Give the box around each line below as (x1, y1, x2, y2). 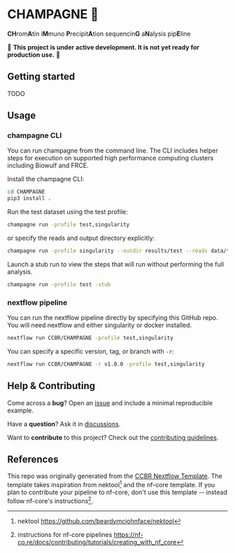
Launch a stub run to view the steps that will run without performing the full (7, 260, 225, 268)
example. (7, 406, 34, 414)
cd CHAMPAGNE (7, 188, 45, 195)
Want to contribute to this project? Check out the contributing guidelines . (7, 433, 219, 442)
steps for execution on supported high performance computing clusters (7, 154, 214, 162)
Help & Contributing (7, 380, 96, 392)
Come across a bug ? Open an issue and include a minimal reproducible (7, 398, 213, 407)
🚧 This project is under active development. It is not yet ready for (7, 43, 199, 51)
